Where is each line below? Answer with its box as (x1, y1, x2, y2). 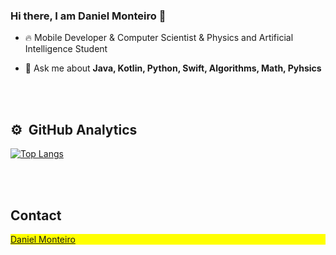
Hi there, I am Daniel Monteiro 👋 (10, 9, 167, 23)
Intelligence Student (24, 43, 108, 55)
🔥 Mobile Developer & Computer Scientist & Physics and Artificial (24, 32, 294, 44)
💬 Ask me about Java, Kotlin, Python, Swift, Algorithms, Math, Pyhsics (24, 62, 322, 74)
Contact (10, 207, 62, 224)
